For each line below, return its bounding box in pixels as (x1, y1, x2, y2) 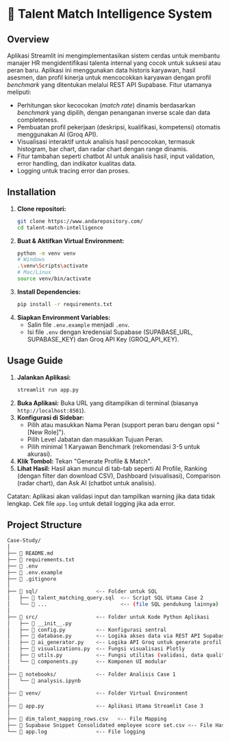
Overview (7, 34, 50, 45)
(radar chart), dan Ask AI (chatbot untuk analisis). (16, 478, 156, 487)
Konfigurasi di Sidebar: (16, 413, 84, 422)
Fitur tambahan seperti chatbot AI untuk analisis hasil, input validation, (16, 152, 216, 160)
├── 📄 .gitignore (7, 575, 57, 583)
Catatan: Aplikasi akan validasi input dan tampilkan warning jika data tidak (7, 492, 216, 500)
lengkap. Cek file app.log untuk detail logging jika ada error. (7, 499, 176, 507)
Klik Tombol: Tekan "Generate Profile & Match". (16, 457, 152, 465)
